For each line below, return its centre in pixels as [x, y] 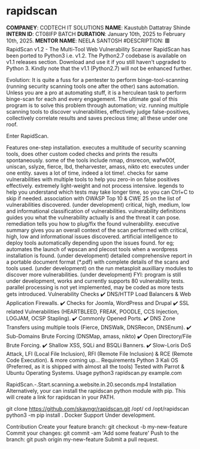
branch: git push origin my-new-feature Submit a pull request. [82, 439]
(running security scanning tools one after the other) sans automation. [93, 86]
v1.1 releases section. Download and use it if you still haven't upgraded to [96, 62]
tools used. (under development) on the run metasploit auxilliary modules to [100, 268]
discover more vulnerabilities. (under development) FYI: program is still [94, 274]
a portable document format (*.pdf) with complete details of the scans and [98, 262]
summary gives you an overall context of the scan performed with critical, [97, 230]
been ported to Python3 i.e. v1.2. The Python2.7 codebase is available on [96, 56]
